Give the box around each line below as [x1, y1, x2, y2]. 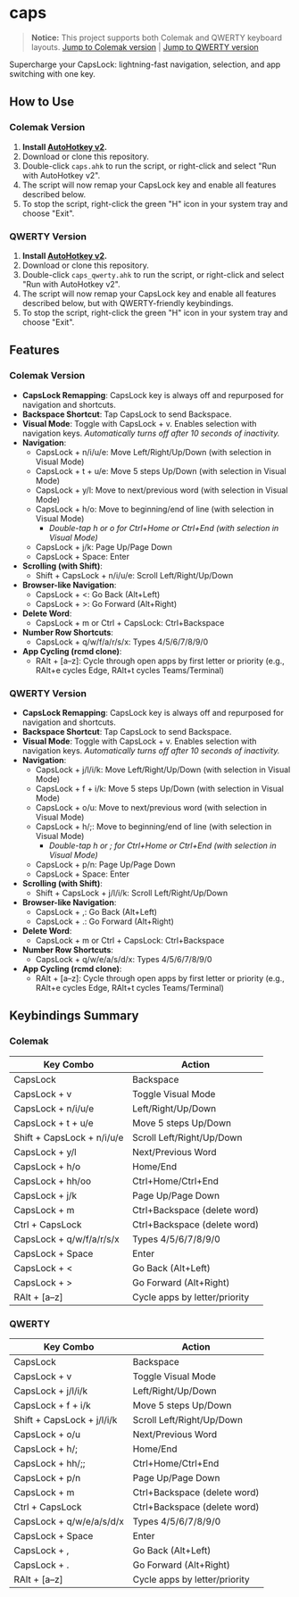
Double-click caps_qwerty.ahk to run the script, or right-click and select [21, 269, 285, 279]
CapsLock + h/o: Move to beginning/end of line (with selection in [35, 503, 274, 514]
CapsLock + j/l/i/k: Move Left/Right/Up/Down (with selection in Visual [35, 764, 291, 775]
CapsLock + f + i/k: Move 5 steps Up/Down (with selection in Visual [35, 783, 284, 794]
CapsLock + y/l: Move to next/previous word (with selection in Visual [35, 485, 288, 495]
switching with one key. [9, 68, 96, 79]
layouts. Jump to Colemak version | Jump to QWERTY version [30, 41, 259, 52]
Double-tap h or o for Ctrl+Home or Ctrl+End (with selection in [48, 522, 279, 533]
